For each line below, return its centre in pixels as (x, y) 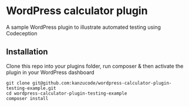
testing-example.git (31, 88)
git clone (18, 83)
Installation (27, 52)
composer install (27, 98)
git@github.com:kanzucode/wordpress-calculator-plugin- (102, 83)
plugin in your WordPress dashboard (50, 72)
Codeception (22, 33)
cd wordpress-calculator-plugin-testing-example (67, 93)
